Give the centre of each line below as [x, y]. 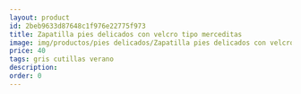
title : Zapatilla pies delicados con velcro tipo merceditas [126, 34]
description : [34, 68]
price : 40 [28, 51]
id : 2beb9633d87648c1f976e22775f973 [77, 26]
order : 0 [26, 76]
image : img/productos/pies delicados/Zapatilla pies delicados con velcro [152, 43]
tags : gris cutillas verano [62, 59]
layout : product [39, 17]
